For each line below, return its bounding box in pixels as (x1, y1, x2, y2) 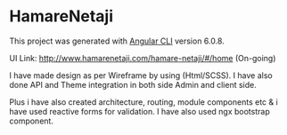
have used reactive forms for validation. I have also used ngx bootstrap (9, 106, 270, 116)
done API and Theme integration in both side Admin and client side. (9, 79, 257, 90)
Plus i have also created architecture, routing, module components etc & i (9, 96, 278, 107)
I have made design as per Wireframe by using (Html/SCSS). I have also (9, 69, 274, 81)
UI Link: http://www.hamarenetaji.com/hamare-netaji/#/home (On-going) (9, 52, 276, 63)
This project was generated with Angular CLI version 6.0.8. (9, 36, 225, 46)
